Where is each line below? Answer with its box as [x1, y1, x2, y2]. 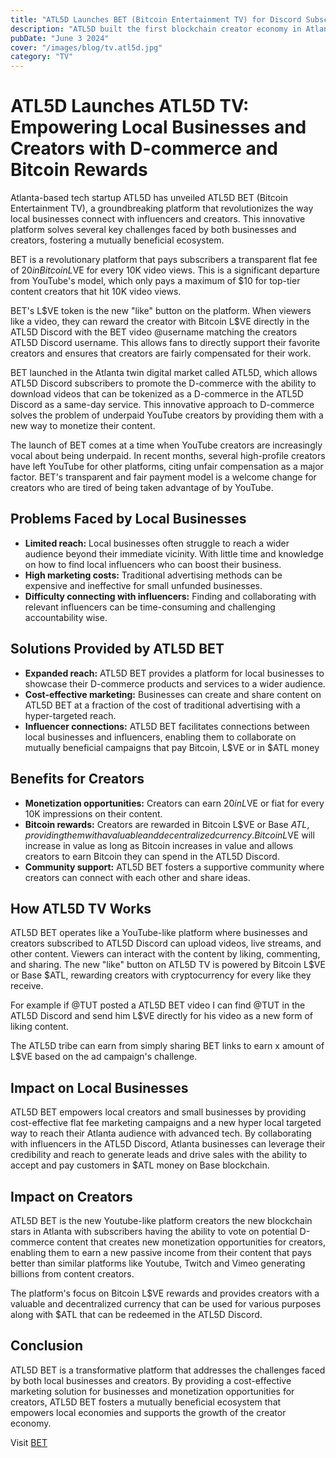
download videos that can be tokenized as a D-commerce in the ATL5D [10, 388, 304, 400]
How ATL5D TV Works [10, 900, 152, 917]
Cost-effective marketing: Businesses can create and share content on [24, 688, 322, 700]
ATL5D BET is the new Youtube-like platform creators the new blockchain [10, 1214, 313, 1226]
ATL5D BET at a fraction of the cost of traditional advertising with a [24, 699, 301, 711]
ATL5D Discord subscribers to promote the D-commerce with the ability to [10, 377, 317, 390]
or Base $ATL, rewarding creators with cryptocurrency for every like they [10, 969, 312, 981]
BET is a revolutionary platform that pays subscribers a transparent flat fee [10, 254, 318, 266]
